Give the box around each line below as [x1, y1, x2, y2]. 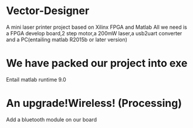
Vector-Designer [6, 4, 90, 18]
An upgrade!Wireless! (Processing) [6, 97, 182, 110]
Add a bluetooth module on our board [6, 116, 97, 123]
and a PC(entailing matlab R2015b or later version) [6, 36, 128, 43]
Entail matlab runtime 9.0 [6, 76, 66, 83]
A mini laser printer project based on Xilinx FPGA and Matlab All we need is [6, 23, 188, 31]
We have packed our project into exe [6, 57, 188, 70]
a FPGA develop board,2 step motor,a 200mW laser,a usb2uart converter [6, 29, 182, 36]
